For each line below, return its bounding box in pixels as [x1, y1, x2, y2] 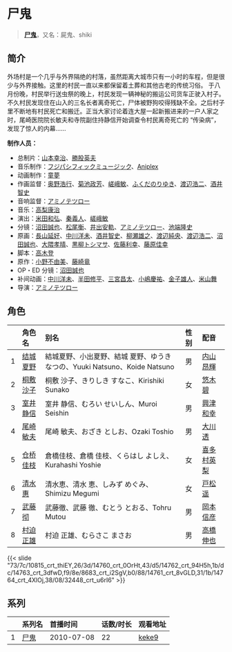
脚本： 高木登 [17, 248, 54, 257]
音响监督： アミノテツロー [17, 196, 90, 205]
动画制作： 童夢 [17, 171, 60, 179]
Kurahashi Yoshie [44, 460, 101, 469]
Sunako [44, 384, 70, 394]
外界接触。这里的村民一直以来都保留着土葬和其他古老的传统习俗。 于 [19, 81, 215, 89]
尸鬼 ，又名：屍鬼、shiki [23, 30, 92, 39]
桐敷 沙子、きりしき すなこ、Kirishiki [44, 375, 164, 385]
